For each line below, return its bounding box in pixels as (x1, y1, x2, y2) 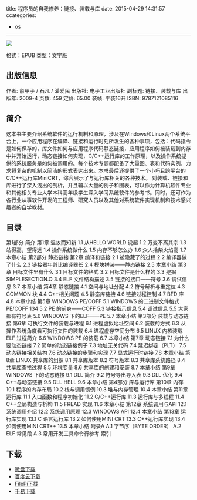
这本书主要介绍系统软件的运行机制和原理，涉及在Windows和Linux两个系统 (6, 130, 186, 137)
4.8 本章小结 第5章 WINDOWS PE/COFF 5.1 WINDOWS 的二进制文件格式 (6, 298, 180, 305)
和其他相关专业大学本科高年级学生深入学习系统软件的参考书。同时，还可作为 (6, 189, 191, 196)
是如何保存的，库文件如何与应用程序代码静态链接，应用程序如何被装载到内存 (6, 145, 191, 152)
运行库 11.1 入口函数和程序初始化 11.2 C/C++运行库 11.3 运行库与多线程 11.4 (6, 393, 185, 401)
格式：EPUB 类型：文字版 (6, 52, 67, 59)
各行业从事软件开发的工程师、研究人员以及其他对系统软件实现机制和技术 (6, 196, 181, 203)
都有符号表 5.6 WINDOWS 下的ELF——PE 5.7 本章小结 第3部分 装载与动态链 (6, 313, 189, 320)
